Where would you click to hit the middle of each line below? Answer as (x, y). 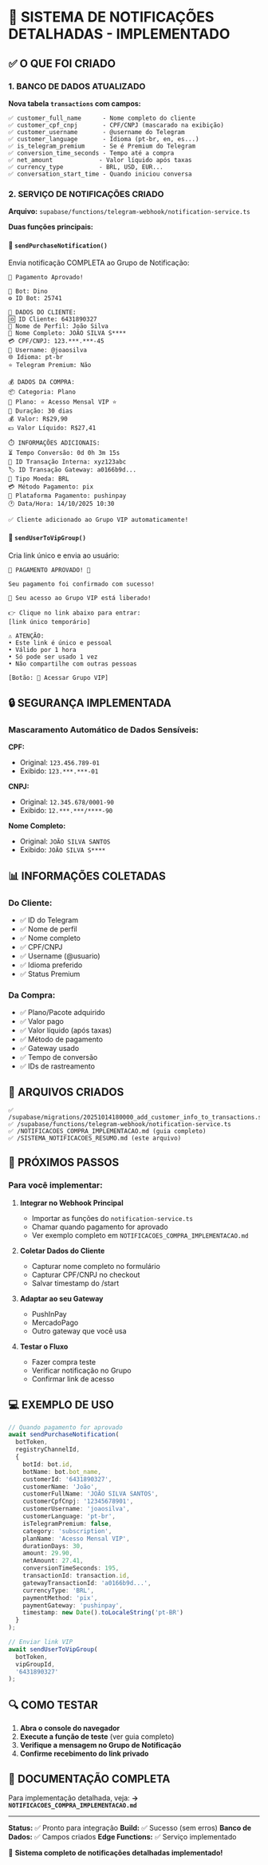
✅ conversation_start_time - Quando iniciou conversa (100, 174)
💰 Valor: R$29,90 (38, 419)
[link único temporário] (49, 622)
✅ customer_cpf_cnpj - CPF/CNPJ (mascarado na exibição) (116, 125)
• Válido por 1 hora (43, 650)
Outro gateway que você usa (79, 1331)
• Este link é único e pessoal (60, 642)
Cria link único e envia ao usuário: (64, 555)
